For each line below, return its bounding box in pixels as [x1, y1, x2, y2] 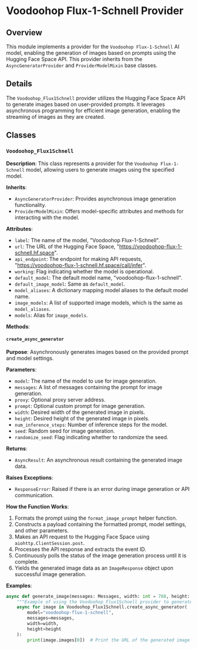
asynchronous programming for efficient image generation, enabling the [6, 107, 181, 114]
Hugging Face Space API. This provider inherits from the [6, 56, 142, 62]
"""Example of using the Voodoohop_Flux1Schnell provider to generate [16, 598, 193, 605]
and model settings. [6, 354, 54, 362]
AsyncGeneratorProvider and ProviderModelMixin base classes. [6, 62, 158, 69]
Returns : [6, 445, 28, 452]
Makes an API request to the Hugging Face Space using [14, 533, 150, 540]
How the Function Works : [6, 503, 69, 510]
